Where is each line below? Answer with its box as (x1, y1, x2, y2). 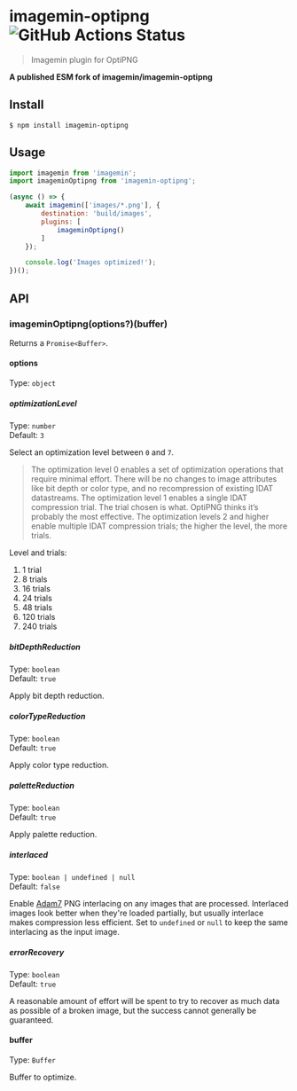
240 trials (21, 621, 58, 632)
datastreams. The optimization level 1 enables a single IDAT (30, 492, 248, 503)
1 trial (21, 565, 43, 576)
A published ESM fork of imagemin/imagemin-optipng (9, 71, 213, 82)
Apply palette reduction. (9, 828, 98, 839)
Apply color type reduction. (9, 759, 109, 770)
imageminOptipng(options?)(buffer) (9, 318, 168, 330)
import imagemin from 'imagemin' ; (9, 169, 137, 177)
